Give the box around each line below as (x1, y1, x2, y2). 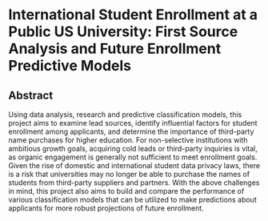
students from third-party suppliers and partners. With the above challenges (8, 178, 260, 187)
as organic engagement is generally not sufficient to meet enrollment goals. (8, 152, 258, 162)
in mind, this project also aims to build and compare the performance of (8, 187, 245, 195)
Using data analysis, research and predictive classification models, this (8, 110, 242, 119)
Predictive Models (8, 57, 132, 75)
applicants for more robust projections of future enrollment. (8, 203, 204, 213)
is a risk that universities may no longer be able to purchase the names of (8, 170, 250, 179)
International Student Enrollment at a (8, 6, 258, 24)
